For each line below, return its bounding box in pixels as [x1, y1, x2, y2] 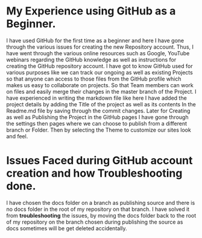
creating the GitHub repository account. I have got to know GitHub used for [6, 62, 193, 70]
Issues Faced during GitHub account [6, 154, 193, 168]
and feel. [6, 132, 28, 139]
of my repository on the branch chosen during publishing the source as [6, 218, 183, 225]
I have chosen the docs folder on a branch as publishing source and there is [6, 199, 195, 206]
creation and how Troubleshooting [6, 166, 183, 180]
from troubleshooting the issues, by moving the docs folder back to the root [6, 212, 197, 219]
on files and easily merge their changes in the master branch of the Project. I [6, 88, 197, 95]
